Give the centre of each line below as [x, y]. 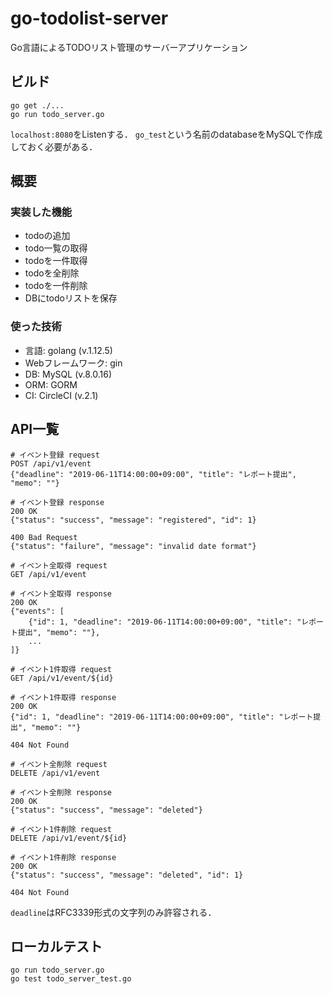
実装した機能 [41, 212]
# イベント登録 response [57, 502]
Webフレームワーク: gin [73, 363]
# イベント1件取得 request [61, 669]
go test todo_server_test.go [71, 979]
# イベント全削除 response [61, 792]
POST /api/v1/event [51, 463]
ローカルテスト [56, 946]
